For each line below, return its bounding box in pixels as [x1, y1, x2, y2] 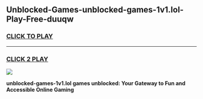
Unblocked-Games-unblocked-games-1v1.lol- [6, 5, 184, 15]
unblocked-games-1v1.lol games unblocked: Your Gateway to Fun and [6, 79, 186, 86]
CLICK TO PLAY [6, 32, 53, 41]
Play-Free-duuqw [6, 14, 74, 25]
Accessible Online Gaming [6, 86, 74, 93]
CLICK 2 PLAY [6, 55, 48, 63]
